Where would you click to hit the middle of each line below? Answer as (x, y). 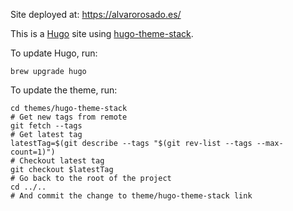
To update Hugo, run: (54, 53)
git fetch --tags (46, 126)
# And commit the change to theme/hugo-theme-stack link (131, 196)
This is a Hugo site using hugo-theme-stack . (102, 33)
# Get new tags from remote (69, 117)
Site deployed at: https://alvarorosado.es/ (96, 14)
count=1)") (33, 152)
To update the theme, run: (64, 90)
